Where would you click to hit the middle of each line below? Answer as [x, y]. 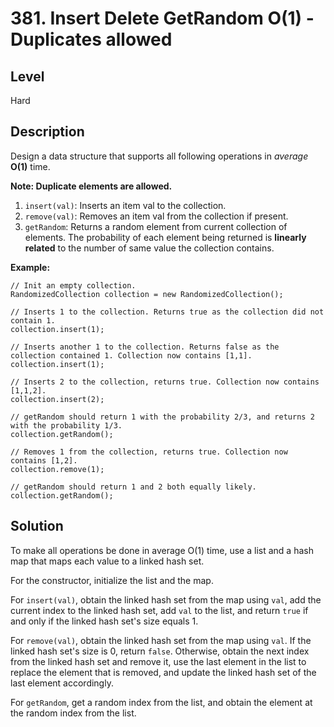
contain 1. [33, 320]
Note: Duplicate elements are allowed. [91, 186]
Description [47, 132]
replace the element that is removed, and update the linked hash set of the [163, 672]
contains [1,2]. [44, 460]
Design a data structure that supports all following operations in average [159, 156]
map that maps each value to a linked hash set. [107, 561]
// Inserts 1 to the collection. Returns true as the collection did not [167, 312]
